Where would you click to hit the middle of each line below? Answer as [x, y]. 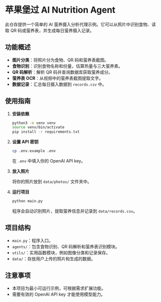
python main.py [27, 201]
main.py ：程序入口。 [32, 240]
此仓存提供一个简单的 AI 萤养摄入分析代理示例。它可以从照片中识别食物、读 [80, 24]
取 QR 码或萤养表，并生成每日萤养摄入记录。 [50, 30]
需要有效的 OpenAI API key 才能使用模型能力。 [59, 294]
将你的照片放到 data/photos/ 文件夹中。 [52, 182]
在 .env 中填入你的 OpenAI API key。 [49, 161]
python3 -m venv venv [34, 123]
